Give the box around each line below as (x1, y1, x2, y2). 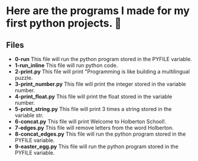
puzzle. (14, 75, 33, 81)
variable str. (14, 112, 44, 119)
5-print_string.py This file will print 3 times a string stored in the (14, 106, 172, 112)
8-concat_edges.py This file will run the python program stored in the (14, 130, 186, 137)
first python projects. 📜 (6, 16, 122, 30)
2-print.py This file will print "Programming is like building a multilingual (14, 68, 190, 75)
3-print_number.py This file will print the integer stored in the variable (14, 80, 186, 88)
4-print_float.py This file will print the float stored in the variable (14, 93, 173, 100)
